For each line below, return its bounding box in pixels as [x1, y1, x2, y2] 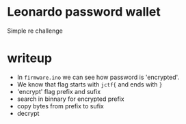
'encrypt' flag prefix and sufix [16, 87, 101, 95]
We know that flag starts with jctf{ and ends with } [16, 80, 163, 89]
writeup [7, 50, 53, 66]
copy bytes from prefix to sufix [16, 102, 104, 110]
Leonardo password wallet [7, 4, 161, 20]
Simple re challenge [7, 27, 63, 35]
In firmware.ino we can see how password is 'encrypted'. [16, 73, 180, 81]
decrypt [16, 109, 40, 117]
